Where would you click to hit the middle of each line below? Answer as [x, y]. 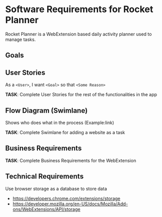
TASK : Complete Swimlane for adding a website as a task [65, 132]
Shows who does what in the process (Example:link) [60, 122]
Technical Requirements [45, 176]
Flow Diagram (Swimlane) [46, 111]
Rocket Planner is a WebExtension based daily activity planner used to [78, 34]
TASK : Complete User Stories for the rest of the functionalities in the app [81, 95]
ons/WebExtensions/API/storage [46, 209]
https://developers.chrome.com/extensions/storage [66, 198]
